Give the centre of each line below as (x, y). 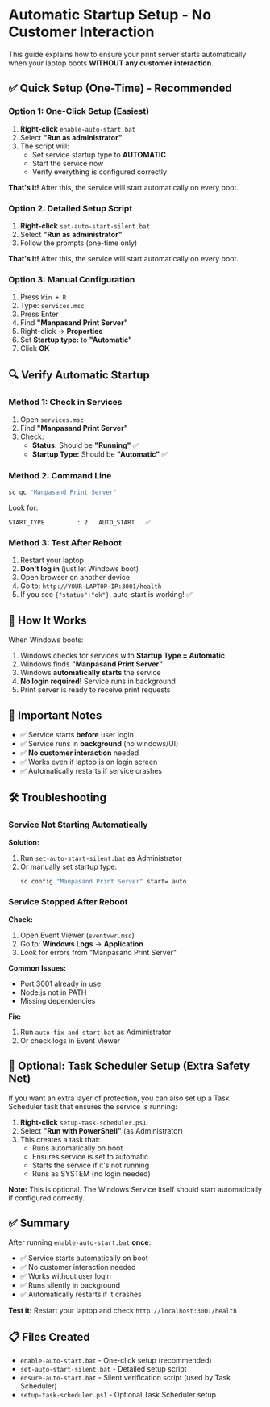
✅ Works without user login (65, 1276)
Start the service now (68, 163)
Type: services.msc (52, 306)
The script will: (45, 146)
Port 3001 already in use (60, 983)
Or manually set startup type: (69, 866)
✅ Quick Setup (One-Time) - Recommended (120, 88)
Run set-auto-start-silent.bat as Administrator (101, 858)
